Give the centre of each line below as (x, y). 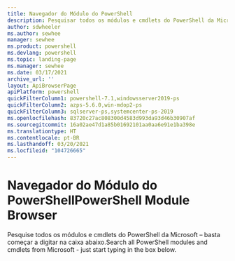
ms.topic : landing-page (42, 60)
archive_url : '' (31, 79)
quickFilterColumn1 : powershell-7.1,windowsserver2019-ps (93, 99)
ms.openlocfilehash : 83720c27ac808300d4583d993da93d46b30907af (101, 118)
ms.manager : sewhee (36, 66)
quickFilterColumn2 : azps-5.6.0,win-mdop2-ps (74, 105)
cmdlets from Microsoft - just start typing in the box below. (92, 249)
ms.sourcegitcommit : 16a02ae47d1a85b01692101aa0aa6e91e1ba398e (101, 125)
